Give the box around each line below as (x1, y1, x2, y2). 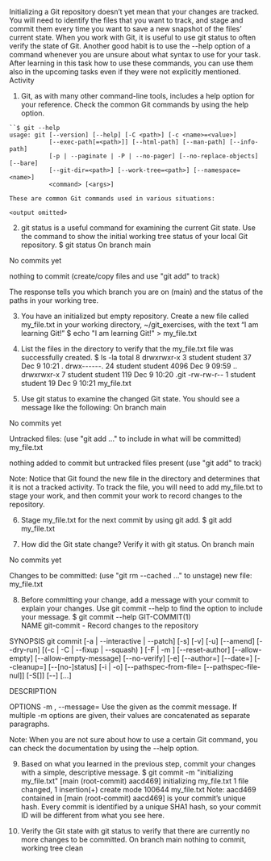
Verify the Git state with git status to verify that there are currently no (20, 826, 251, 835)
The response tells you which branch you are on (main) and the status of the (9, 287, 264, 296)
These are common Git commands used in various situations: (9, 195, 216, 203)
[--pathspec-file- (203, 662, 261, 671)
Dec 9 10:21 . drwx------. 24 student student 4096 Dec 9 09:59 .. (20, 361, 238, 371)
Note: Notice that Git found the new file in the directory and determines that (9, 474, 261, 483)
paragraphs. (9, 719, 50, 729)
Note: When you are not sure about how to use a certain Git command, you (9, 735, 258, 744)
